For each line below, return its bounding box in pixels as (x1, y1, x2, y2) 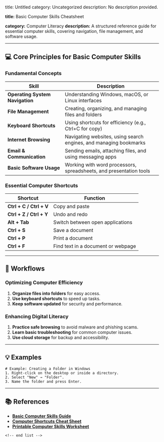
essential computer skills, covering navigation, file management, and (5, 28, 143, 34)
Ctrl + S (7, 227, 26, 233)
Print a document (53, 234, 93, 241)
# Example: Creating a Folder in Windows (5, 366, 91, 371)
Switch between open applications (53, 219, 133, 226)
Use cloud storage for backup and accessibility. (12, 334, 109, 340)
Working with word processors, (65, 161, 137, 168)
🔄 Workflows (5, 264, 45, 273)
